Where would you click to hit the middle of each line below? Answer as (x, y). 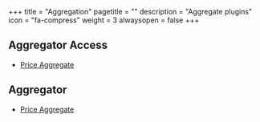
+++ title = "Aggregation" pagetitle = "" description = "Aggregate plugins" (130, 12)
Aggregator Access (58, 45)
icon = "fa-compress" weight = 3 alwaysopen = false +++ (104, 20)
